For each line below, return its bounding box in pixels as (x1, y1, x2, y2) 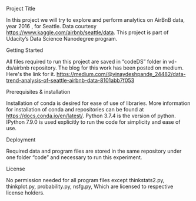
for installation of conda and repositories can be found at (6, 106, 144, 113)
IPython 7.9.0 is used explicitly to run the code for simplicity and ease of (6, 118, 181, 126)
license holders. (6, 189, 45, 196)
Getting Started (6, 47, 44, 54)
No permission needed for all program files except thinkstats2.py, (6, 177, 165, 183)
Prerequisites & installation (6, 88, 71, 95)
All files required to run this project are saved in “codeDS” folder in (6, 58, 168, 65)
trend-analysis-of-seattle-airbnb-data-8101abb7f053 (6, 77, 135, 84)
